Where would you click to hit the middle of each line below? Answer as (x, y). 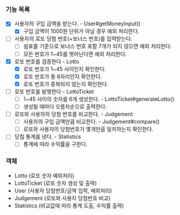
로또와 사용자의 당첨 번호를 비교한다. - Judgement (73, 114)
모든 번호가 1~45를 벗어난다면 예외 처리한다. (75, 54)
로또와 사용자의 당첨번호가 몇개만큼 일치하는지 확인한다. (88, 129)
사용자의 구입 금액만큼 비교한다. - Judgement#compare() (91, 122)
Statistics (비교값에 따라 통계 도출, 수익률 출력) (69, 205)
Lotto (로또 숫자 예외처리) (44, 175)
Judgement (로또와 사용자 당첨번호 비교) (62, 198)
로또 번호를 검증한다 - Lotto (46, 61)
